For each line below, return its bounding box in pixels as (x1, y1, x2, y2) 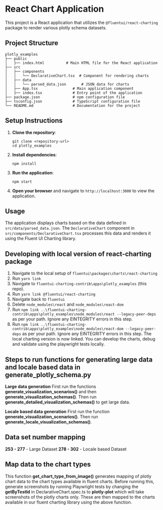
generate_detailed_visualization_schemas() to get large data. (5, 399, 130, 405)
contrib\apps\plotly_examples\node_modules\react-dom (12, 326, 124, 332)
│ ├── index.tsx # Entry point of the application (5, 90, 143, 95)
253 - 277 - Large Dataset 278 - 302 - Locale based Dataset (5, 446, 127, 452)
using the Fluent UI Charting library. (5, 235, 76, 241)
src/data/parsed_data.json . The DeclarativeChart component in (5, 225, 135, 231)
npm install (12, 161, 36, 166)
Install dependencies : (12, 151, 57, 157)
